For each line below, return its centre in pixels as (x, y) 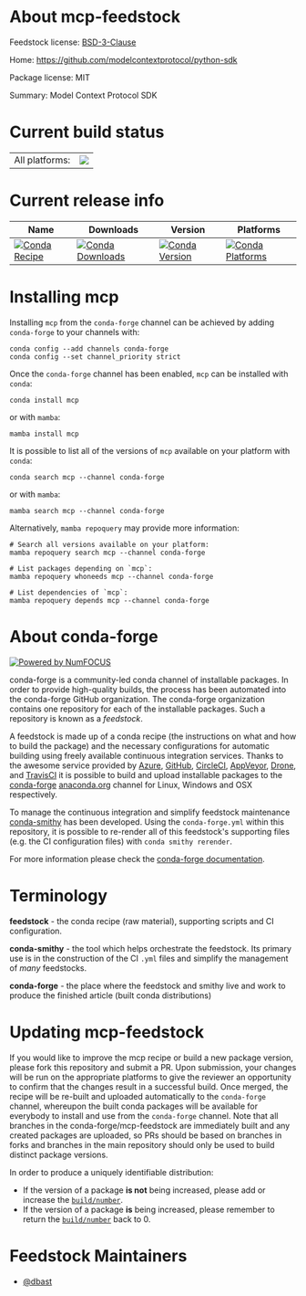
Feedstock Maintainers (98, 1255)
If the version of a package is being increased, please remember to (148, 1209)
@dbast (37, 1281)
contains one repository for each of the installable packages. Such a (138, 709)
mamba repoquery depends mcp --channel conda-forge (109, 600)
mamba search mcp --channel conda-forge (87, 511)
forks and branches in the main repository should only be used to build (142, 1144)
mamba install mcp (44, 434)
